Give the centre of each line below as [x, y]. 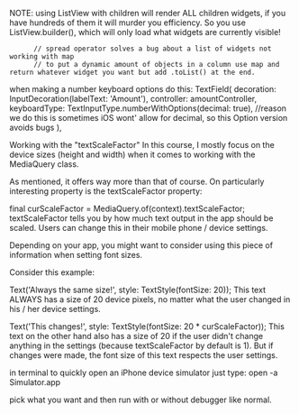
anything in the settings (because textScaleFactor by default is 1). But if [141, 345]
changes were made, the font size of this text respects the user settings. [144, 355]
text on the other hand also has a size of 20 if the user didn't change [136, 336]
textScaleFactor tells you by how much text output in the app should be [141, 218]
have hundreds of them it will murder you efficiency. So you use [127, 23]
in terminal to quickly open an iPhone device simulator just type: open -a [144, 373]
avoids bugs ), [36, 127]
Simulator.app [35, 382]
